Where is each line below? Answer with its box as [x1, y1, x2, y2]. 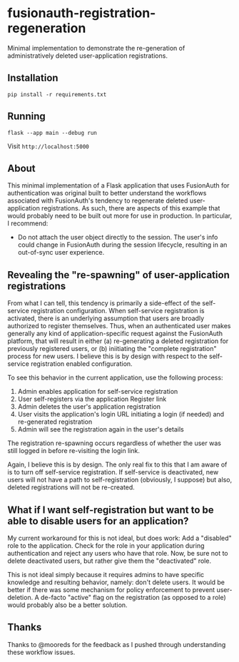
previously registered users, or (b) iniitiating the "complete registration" [7, 345, 217, 353]
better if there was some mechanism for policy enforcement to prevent [7, 586, 215, 594]
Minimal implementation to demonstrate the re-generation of [7, 44, 185, 52]
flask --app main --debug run [7, 129, 98, 136]
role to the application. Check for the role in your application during [7, 541, 205, 550]
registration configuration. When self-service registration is [31, 307, 205, 315]
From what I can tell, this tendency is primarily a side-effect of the [7, 299, 201, 307]
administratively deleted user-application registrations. [7, 51, 168, 60]
